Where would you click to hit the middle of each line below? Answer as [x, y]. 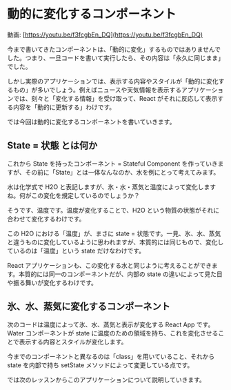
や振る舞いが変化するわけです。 [52, 282]
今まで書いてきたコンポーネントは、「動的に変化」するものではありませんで [114, 49]
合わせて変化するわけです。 [46, 219]
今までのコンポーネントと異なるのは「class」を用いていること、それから [111, 356]
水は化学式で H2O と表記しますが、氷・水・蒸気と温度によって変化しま [109, 186]
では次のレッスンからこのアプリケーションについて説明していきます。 [106, 380]
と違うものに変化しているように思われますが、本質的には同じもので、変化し [115, 242]
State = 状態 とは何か [52, 146]
